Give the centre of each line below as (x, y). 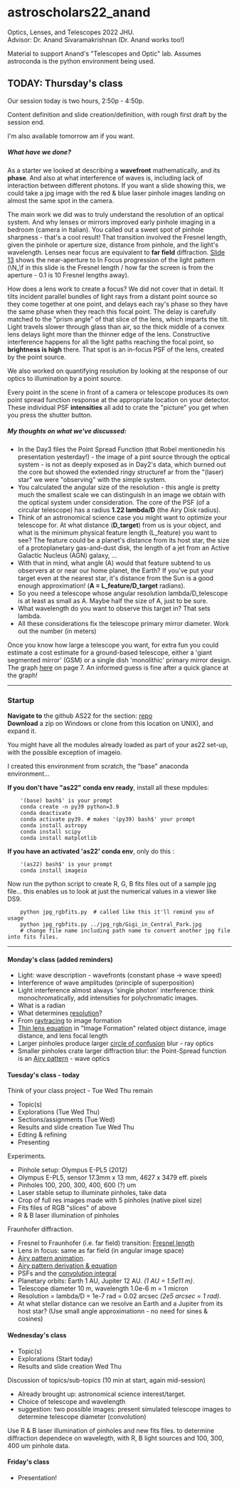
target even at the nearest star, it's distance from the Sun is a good (116, 578)
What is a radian (41, 1005)
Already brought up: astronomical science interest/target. (102, 1394)
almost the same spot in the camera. (61, 200)
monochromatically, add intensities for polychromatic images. (108, 998)
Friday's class (28, 1462)
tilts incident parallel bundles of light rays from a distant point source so (112, 296)
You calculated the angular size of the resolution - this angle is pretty (119, 487)
